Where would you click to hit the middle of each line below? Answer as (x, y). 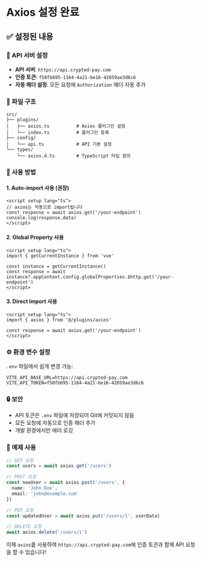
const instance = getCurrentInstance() (56, 266)
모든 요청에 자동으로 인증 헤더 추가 (55, 423)
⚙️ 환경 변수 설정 (28, 352)
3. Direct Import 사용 (32, 302)
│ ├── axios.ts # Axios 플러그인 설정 (66, 126)
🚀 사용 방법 (21, 173)
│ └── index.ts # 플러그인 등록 (58, 133)
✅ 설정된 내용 (30, 36)
